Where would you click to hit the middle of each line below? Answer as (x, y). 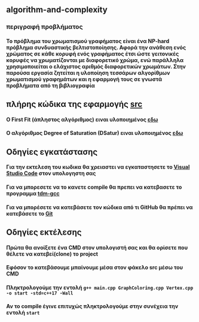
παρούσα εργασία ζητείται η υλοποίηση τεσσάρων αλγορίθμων (88, 73)
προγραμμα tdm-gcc (33, 194)
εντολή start (23, 312)
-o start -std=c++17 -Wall (40, 293)
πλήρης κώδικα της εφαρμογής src (74, 104)
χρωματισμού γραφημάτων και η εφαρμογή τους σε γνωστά (84, 79)
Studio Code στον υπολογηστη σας (51, 173)
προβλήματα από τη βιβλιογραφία (51, 85)
